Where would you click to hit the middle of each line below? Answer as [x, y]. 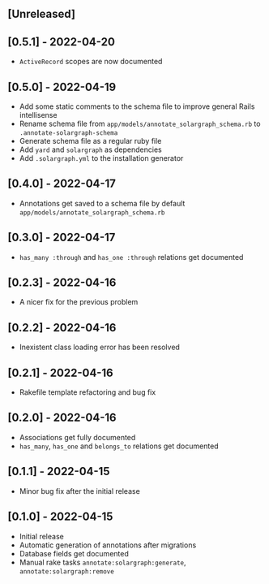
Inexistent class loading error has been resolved [99, 347]
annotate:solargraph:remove [66, 571]
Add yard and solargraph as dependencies [91, 149]
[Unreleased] [42, 14]
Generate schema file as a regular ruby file [90, 141]
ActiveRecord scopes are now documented [91, 62]
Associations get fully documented [77, 437]
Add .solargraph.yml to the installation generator [101, 158]
